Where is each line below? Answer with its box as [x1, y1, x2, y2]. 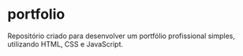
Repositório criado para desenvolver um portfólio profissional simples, [7, 31, 236, 40]
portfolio [7, 5, 65, 23]
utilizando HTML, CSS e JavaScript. [7, 39, 124, 48]
